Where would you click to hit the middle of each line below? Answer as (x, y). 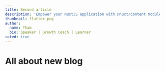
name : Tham (21, 28)
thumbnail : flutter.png (29, 19)
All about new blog (44, 61)
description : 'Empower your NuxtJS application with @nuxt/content (76, 14)
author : (13, 23)
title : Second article (28, 10)
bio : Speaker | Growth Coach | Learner (50, 32)
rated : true (17, 37)
